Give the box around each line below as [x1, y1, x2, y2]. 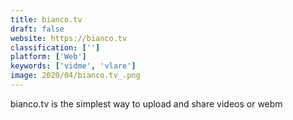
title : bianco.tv [10, 14, 83, 25]
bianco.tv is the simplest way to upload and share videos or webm [10, 97, 283, 110]
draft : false [10, 24, 65, 34]
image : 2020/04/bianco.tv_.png [10, 71, 141, 81]
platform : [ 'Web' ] [10, 52, 87, 62]
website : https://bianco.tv [10, 33, 128, 43]
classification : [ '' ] [10, 42, 101, 53]
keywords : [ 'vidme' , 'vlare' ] [10, 61, 137, 71]
